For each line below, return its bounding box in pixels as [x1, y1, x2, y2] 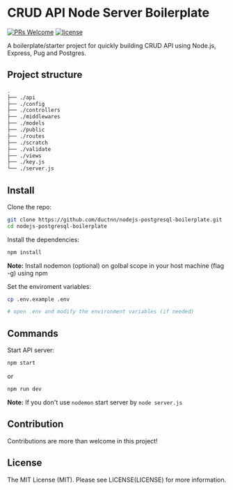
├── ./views [7, 152, 42, 159]
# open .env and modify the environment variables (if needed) [7, 308, 195, 315]
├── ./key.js [7, 159, 45, 166]
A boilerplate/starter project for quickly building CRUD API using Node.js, [7, 41, 217, 49]
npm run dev [7, 386, 42, 393]
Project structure [7, 69, 83, 81]
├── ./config [7, 100, 45, 107]
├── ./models [7, 120, 45, 127]
